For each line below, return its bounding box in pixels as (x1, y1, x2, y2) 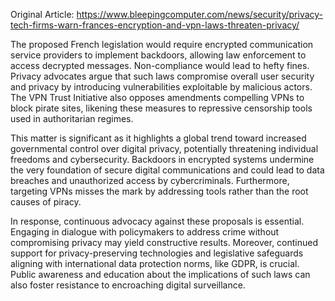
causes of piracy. (10, 196, 82, 208)
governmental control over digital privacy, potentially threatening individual (10, 143, 319, 154)
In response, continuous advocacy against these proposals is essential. (10, 215, 305, 227)
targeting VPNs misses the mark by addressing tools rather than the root (10, 185, 309, 197)
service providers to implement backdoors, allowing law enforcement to (10, 49, 307, 61)
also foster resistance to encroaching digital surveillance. (10, 279, 246, 291)
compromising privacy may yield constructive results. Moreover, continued (10, 237, 319, 248)
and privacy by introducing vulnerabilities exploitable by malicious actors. (10, 81, 313, 93)
